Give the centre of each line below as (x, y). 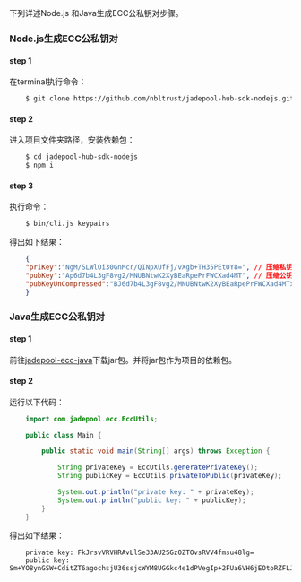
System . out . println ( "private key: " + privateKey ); (155, 492)
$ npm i (39, 165)
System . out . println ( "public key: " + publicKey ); (151, 500)
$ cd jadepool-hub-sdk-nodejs (82, 157)
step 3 (21, 186)
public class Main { (64, 435)
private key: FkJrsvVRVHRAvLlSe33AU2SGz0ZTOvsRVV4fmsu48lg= (140, 552)
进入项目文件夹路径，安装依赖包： (72, 140)
